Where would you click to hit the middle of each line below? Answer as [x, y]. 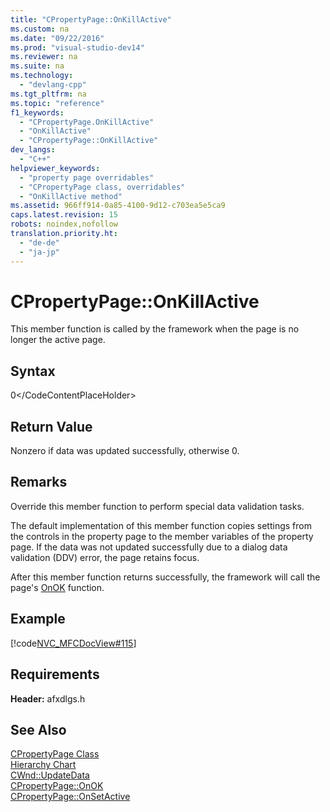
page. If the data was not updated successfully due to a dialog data [149, 547]
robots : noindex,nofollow [64, 224]
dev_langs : [33, 150]
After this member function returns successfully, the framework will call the [165, 577]
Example [38, 619]
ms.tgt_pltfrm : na [48, 94]
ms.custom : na [40, 29]
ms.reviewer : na [44, 57]
